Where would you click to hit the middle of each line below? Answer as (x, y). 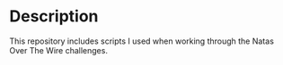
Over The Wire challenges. (58, 50)
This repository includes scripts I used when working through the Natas (141, 41)
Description (54, 16)
